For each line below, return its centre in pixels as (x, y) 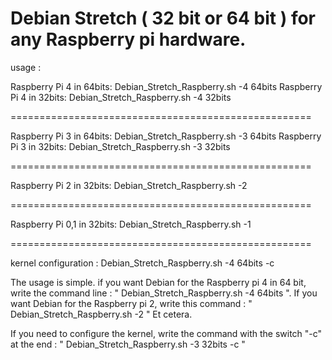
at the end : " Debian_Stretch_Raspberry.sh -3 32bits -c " (128, 344)
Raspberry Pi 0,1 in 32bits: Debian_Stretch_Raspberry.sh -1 (131, 224)
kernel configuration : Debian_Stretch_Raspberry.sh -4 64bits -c (142, 263)
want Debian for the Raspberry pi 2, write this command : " (131, 303)
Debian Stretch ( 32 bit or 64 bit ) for (163, 18)
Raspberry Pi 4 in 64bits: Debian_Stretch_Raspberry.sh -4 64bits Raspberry (166, 86)
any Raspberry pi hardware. (128, 39)
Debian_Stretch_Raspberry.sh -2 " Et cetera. (101, 314)
